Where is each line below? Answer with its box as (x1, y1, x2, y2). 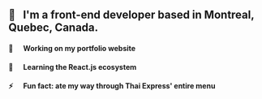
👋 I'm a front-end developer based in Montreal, (8, 8, 255, 22)
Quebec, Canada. (8, 21, 99, 35)
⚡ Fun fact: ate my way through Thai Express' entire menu (8, 81, 216, 91)
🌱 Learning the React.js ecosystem (8, 62, 137, 71)
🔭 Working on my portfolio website (8, 43, 136, 53)
